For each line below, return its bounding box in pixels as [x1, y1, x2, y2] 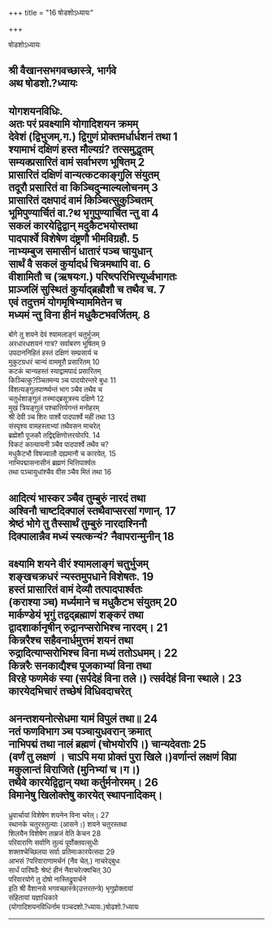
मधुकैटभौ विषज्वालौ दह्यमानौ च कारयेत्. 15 [8, 449, 116, 459]
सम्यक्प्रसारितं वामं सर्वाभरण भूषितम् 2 [8, 155, 145, 169]
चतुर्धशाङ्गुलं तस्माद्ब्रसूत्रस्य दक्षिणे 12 [8, 394, 104, 403]
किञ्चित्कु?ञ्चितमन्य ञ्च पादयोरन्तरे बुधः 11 [8, 376, 116, 385]
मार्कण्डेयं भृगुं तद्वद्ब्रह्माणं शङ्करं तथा [8, 608, 144, 622]
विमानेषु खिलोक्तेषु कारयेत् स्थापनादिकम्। [8, 789, 163, 803]
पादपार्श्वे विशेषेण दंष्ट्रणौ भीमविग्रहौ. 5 [8, 231, 140, 245]
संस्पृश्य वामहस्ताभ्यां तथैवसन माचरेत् [8, 421, 101, 431]
